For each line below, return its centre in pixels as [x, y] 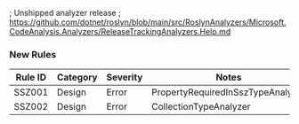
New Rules [33, 54]
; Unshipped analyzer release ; [65, 13]
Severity [125, 77]
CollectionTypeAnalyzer [201, 107]
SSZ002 [31, 107]
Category [77, 77]
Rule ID [31, 77]
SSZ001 [31, 92]
